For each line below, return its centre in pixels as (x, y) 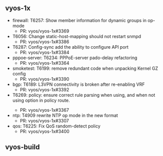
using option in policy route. (41, 100)
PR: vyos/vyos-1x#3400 (45, 131)
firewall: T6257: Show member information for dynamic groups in (79, 20)
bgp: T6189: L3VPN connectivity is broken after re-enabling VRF (78, 84)
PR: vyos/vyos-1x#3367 (44, 110)
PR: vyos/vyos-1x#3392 (44, 89)
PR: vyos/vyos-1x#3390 (44, 79)
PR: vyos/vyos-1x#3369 (44, 31)
